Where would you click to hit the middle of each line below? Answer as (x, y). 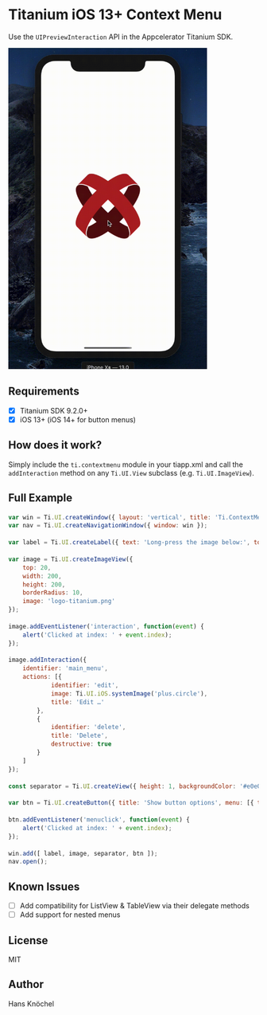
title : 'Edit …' (77, 702)
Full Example (41, 498)
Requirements (44, 392)
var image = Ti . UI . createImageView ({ (71, 559)
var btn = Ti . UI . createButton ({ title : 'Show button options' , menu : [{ (131, 803)
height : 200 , (44, 584)
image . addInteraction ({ (48, 660)
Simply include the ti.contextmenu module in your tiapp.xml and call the (126, 464)
